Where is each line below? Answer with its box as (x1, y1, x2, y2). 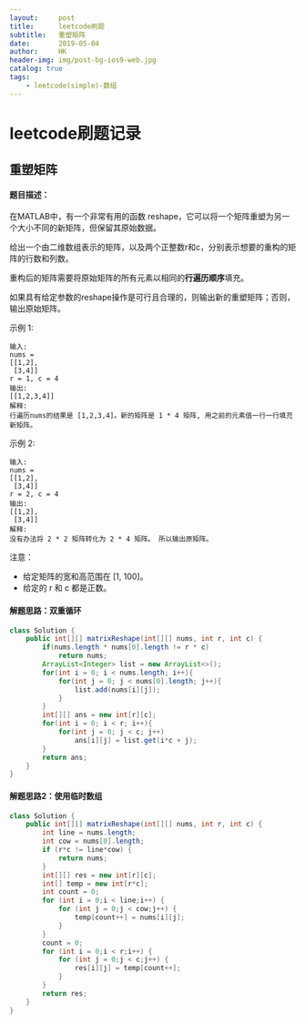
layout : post (9, 13, 76, 23)
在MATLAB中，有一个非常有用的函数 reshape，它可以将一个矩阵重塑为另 (9, 211, 282, 222)
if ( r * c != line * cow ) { (42, 846, 132, 855)
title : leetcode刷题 (9, 22, 105, 31)
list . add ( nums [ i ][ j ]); (74, 684, 161, 694)
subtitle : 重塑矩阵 (9, 30, 86, 39)
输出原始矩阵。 (9, 303, 66, 314)
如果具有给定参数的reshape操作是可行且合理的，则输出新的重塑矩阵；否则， (9, 292, 296, 303)
